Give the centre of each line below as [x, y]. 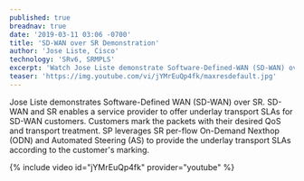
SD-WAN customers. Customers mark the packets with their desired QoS [145, 121]
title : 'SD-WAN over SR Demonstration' [85, 43]
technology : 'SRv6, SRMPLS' [62, 59]
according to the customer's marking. [80, 149]
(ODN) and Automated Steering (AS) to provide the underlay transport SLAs [150, 140]
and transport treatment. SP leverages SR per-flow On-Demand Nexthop [145, 131]
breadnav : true [38, 26]
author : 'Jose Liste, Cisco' [64, 51]
